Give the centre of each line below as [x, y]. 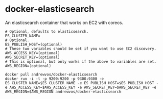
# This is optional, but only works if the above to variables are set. [81, 62]
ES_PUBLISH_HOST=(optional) [34, 44]
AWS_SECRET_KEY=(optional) [33, 57]
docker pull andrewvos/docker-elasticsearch [51, 74]
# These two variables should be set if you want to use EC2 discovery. [81, 49]
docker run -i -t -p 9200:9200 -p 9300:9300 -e [55, 79]
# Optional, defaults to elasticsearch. [47, 31]
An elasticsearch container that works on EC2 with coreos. [64, 23]
